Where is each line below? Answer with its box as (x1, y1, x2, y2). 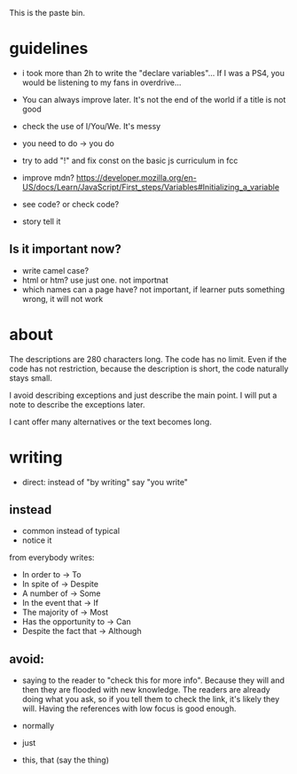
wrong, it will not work (21, 293, 104, 304)
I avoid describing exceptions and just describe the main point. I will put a (9, 390, 277, 400)
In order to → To (21, 569, 82, 580)
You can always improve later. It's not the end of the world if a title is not (21, 94, 286, 104)
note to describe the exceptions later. (9, 399, 145, 410)
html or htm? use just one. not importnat (21, 275, 168, 285)
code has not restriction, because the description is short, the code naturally (9, 363, 289, 374)
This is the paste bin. (9, 8, 86, 18)
